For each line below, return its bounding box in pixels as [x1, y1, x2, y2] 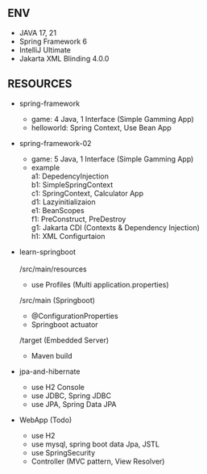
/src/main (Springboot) [19, 295, 96, 305]
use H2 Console [31, 382, 85, 392]
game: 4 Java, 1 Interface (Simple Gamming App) [31, 114, 194, 124]
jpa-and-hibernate [19, 367, 81, 376]
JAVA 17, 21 [19, 27, 57, 37]
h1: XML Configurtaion [31, 231, 106, 241]
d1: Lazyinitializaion [31, 197, 96, 207]
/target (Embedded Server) [19, 335, 110, 345]
